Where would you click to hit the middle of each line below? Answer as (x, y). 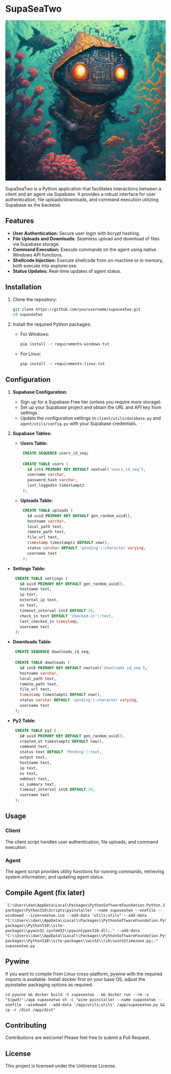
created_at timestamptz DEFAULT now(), (62, 741)
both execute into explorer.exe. (45, 266)
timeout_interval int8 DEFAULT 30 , (57, 789)
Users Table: (34, 443)
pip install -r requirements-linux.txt (63, 364)
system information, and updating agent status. (55, 877)
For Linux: (31, 354)
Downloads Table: (32, 642)
